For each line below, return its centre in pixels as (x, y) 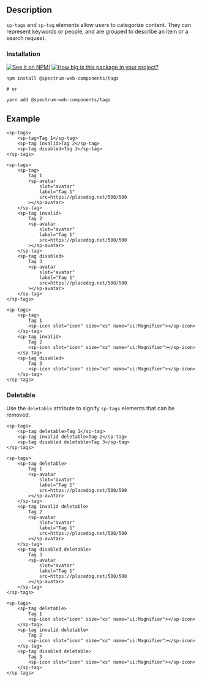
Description (29, 10)
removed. (18, 415)
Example (23, 119)
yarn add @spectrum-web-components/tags (59, 100)
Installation (24, 53)
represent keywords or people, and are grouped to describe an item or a (97, 31)
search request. (26, 38)
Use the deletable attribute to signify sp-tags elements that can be (91, 408)
